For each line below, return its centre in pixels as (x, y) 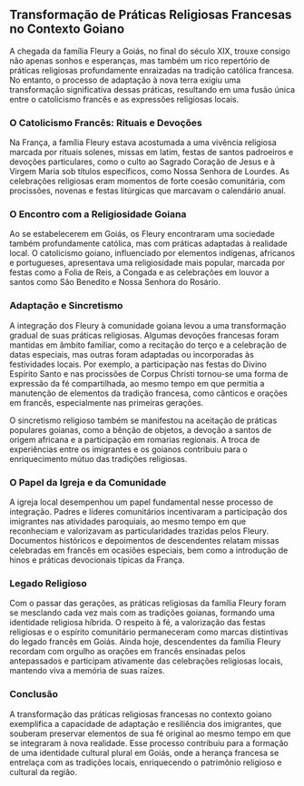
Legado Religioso (49, 583)
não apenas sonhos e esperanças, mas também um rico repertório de (140, 60)
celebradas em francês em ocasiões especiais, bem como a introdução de (149, 550)
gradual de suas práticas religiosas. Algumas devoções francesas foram (144, 335)
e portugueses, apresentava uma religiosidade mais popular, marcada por (147, 263)
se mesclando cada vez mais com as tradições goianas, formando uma (142, 613)
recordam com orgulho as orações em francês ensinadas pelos (128, 652)
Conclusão (34, 694)
